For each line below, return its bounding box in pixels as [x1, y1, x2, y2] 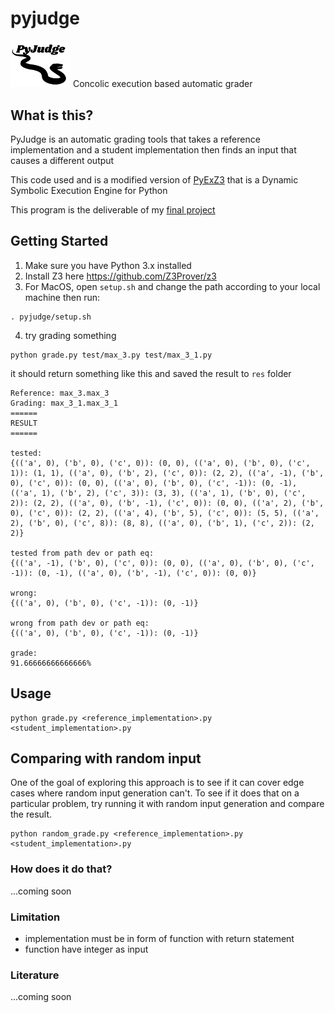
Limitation [10, 910, 61, 924]
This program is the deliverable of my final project [10, 204, 216, 216]
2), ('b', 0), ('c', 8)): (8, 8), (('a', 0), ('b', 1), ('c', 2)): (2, [10, 518, 315, 528]
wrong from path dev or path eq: [10, 618, 150, 628]
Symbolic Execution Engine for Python [10, 185, 168, 196]
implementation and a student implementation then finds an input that [10, 144, 297, 156]
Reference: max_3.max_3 [10, 388, 110, 398]
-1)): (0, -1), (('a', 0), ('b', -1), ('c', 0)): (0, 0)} [10, 568, 257, 578]
